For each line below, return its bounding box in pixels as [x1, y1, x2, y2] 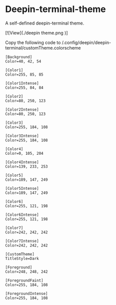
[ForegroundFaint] [5, 278, 43, 283]
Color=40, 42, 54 [5, 59, 41, 64]
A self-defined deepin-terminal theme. [5, 20, 84, 26]
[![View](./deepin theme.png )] [5, 30, 68, 36]
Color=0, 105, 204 [5, 151, 43, 156]
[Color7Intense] [5, 238, 39, 243]
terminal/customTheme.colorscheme [5, 45, 81, 51]
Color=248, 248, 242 [5, 269, 48, 274]
